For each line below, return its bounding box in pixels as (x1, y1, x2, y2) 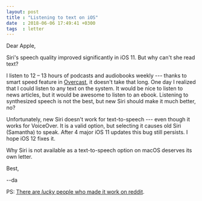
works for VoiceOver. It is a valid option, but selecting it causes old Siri (6, 122, 181, 130)
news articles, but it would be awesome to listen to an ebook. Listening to (6, 91, 189, 98)
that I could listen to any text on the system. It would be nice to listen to (6, 85, 183, 92)
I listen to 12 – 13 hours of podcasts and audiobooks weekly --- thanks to (6, 72, 187, 79)
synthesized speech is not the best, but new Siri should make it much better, (6, 98, 196, 105)
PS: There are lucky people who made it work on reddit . (6, 188, 145, 196)
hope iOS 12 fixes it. (6, 135, 55, 142)
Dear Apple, (6, 42, 36, 49)
